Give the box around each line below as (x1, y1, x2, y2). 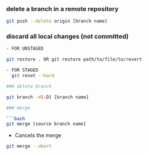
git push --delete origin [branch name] (6, 18, 108, 24)
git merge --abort (6, 143, 52, 150)
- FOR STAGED (6, 67, 39, 73)
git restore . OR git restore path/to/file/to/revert (6, 56, 143, 62)
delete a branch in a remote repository (6, 5, 119, 13)
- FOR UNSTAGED (6, 46, 44, 52)
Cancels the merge (14, 132, 62, 139)
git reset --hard (11, 73, 55, 79)
